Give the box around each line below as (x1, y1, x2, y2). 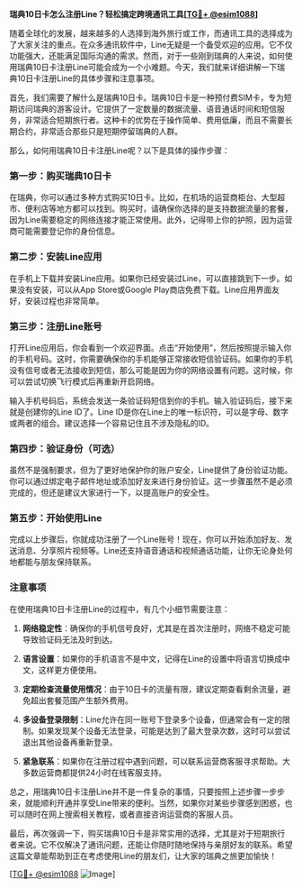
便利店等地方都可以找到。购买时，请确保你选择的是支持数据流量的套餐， (24, 203, 293, 215)
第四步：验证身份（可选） (9, 442, 120, 454)
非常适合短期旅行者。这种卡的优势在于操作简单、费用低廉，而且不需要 (24, 114, 285, 125)
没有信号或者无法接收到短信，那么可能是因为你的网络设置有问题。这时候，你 (9, 364, 293, 375)
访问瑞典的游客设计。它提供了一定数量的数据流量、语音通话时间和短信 (16, 104, 277, 114)
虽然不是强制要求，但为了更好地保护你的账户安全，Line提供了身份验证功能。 (9, 464, 293, 476)
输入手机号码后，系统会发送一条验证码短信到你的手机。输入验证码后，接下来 (9, 395, 293, 406)
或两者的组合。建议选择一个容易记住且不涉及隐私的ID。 (9, 417, 214, 428)
